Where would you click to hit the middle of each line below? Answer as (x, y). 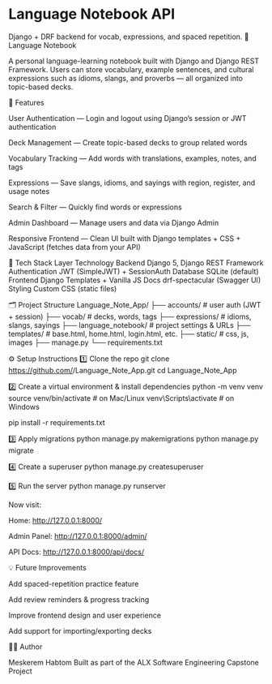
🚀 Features (26, 102)
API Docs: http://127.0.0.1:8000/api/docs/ (76, 552)
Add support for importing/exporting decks (80, 630)
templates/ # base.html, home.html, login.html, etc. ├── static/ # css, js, (129, 333)
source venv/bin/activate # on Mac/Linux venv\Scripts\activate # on (121, 398)
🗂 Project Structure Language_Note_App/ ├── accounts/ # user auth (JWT (135, 304)
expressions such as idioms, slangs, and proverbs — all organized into (126, 78)
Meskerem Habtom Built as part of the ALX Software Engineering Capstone (134, 662)
